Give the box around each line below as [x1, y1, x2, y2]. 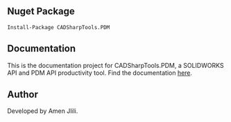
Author [7, 89, 38, 101]
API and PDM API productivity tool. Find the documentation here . [7, 69, 193, 77]
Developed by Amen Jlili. [7, 107, 78, 115]
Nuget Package [7, 6, 75, 17]
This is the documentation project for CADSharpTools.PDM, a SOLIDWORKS [7, 61, 224, 69]
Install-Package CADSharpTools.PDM [7, 24, 110, 31]
